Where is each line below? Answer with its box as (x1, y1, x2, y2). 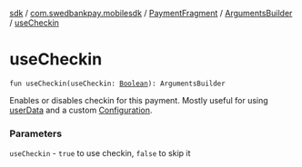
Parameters (9, 127, 62, 140)
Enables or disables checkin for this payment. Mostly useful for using (9, 94, 268, 105)
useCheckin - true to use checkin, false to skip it (9, 148, 191, 159)
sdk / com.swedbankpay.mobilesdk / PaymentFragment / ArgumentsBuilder (9, 8, 293, 18)
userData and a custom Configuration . (9, 104, 153, 115)
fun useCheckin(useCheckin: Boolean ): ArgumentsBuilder (9, 79, 226, 88)
